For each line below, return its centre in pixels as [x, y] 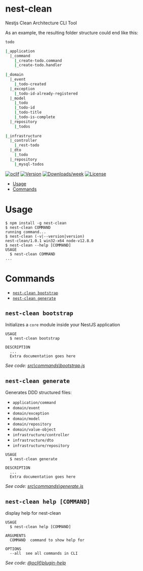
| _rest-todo [27, 145]
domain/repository [32, 424]
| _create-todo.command [38, 61]
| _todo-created [30, 84]
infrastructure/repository [41, 446]
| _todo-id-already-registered [46, 93]
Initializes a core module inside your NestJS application [63, 325]
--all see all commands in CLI [44, 553]
